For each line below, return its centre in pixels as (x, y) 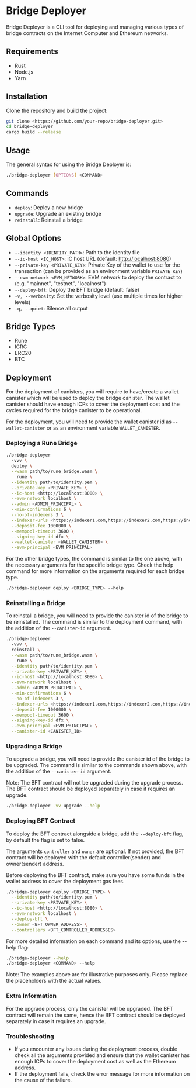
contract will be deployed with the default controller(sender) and (84, 857)
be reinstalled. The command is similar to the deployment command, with (94, 622)
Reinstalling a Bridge (36, 603)
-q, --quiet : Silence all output (51, 308)
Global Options (34, 238)
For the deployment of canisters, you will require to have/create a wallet (92, 392)
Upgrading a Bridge (34, 747)
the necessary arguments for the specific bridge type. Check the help (90, 565)
